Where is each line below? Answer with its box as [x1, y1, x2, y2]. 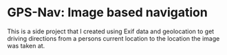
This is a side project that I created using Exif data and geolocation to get [7, 27, 215, 35]
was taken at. [7, 41, 45, 50]
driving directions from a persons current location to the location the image [7, 34, 220, 42]
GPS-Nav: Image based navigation [7, 5, 208, 20]
